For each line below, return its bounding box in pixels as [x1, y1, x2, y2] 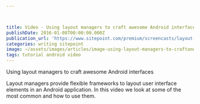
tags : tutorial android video [6, 52, 82, 58]
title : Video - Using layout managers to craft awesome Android [6, 24, 169, 30]
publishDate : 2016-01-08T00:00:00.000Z [6, 30, 105, 36]
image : [6, 46, 23, 52]
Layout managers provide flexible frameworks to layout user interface [6, 80, 177, 87]
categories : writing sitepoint [6, 41, 84, 47]
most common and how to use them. [6, 93, 96, 99]
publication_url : [6, 35, 49, 42]
